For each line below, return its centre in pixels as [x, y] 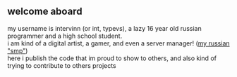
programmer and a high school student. [65, 36]
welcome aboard [45, 12]
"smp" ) [18, 50]
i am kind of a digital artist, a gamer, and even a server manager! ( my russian [119, 43]
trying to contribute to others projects [62, 65]
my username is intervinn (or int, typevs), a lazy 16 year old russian [105, 28]
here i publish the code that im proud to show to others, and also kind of [112, 58]
